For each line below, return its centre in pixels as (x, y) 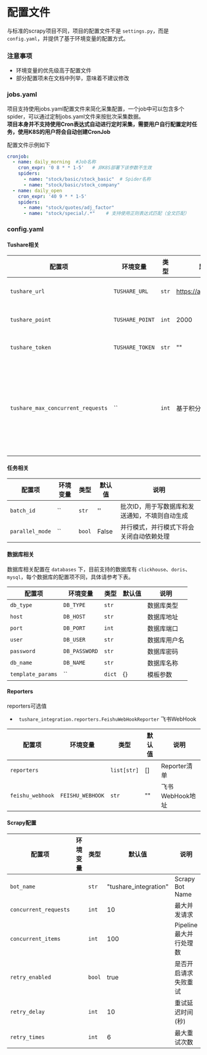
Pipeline (186, 925)
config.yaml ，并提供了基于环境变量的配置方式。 (68, 38)
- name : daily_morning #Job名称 (54, 162)
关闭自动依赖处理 (145, 536)
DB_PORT (74, 628)
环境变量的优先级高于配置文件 (53, 71)
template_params (34, 674)
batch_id (23, 511)
